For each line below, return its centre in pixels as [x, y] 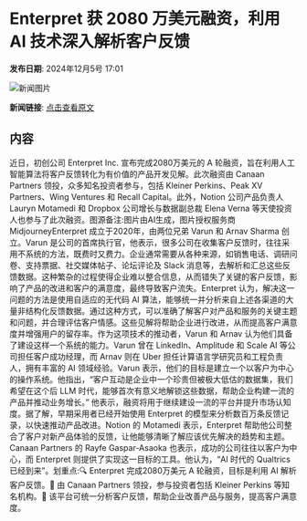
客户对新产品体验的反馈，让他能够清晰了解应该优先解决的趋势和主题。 [157, 436]
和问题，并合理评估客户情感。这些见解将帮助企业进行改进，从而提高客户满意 [153, 322]
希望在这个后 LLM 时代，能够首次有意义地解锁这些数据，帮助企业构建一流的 [152, 391]
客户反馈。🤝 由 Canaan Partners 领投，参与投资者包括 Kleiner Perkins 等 [146, 485]
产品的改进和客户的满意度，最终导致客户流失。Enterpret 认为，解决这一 [160, 287]
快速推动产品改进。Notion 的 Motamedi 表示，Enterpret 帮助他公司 [159, 424]
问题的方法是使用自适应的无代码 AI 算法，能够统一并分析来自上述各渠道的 [148, 299]
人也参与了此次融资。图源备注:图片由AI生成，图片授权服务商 [122, 219]
